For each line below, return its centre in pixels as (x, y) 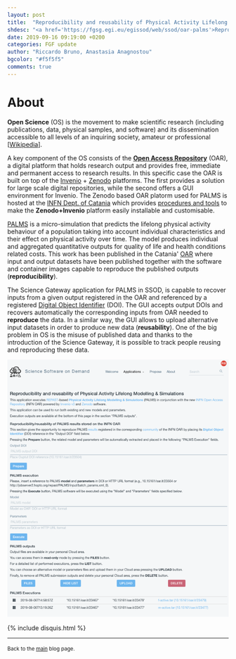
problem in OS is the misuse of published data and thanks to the (100, 335)
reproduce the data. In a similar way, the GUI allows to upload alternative (113, 319)
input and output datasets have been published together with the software (115, 261)
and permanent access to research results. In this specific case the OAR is (115, 173)
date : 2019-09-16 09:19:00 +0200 (56, 37)
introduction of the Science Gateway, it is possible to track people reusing (114, 342)
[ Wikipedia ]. (25, 144)
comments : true (29, 67)
